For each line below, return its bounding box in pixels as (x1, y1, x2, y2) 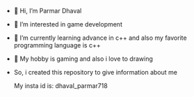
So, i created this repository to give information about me (13, 68, 177, 76)
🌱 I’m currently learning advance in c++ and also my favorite (13, 33, 187, 42)
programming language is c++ (13, 41, 101, 49)
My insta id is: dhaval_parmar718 (13, 82, 108, 90)
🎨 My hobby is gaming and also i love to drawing (13, 54, 153, 63)
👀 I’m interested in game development (13, 20, 123, 28)
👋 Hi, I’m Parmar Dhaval (13, 7, 82, 15)
